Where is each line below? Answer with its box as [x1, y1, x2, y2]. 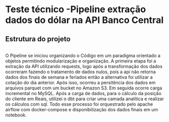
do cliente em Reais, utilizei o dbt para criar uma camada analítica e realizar [5, 96, 164, 102]
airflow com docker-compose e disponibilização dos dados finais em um [5, 107, 158, 112]
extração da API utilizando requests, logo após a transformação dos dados [5, 64, 162, 69]
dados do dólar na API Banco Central [5, 14, 164, 26]
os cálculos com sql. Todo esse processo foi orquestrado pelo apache [5, 101, 153, 107]
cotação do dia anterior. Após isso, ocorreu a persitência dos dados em [5, 80, 156, 85]
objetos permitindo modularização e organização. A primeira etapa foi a [5, 58, 157, 64]
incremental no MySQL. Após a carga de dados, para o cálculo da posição [5, 90, 162, 96]
